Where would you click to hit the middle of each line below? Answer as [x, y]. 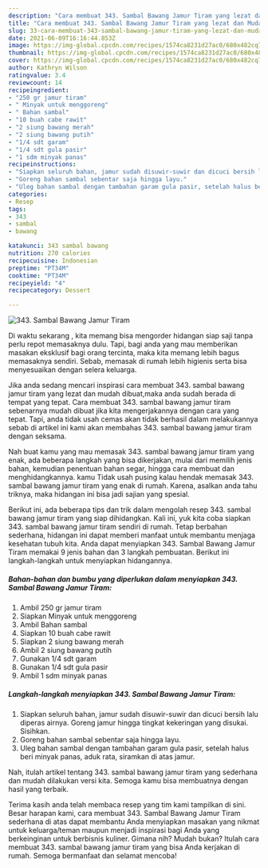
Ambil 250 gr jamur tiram [61, 608]
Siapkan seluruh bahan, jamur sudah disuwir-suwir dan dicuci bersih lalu [139, 714]
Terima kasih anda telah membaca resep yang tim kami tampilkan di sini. [127, 805]
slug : [17, 30]
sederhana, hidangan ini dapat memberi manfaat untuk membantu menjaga [132, 535]
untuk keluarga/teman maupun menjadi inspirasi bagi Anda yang [114, 830]
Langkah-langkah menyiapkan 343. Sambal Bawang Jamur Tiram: [122, 694]
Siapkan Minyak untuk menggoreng [78, 616]
